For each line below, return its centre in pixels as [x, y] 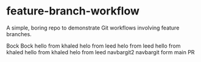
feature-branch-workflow [73, 11]
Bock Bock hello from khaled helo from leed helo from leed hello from [93, 46]
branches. [19, 34]
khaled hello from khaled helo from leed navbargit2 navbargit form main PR [100, 52]
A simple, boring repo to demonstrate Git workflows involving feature [93, 28]
